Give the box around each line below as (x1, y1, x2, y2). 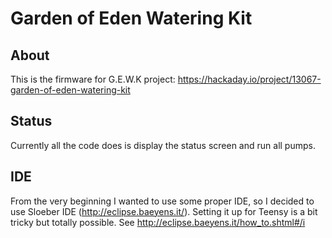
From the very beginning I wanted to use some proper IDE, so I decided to (10, 195, 315, 207)
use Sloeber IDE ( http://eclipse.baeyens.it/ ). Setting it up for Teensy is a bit (10, 205, 318, 217)
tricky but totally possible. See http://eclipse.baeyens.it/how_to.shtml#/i (10, 216, 306, 228)
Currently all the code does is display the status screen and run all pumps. (10, 139, 316, 151)
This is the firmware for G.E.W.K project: (10, 73, 176, 85)
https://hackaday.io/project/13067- (177, 73, 322, 85)
